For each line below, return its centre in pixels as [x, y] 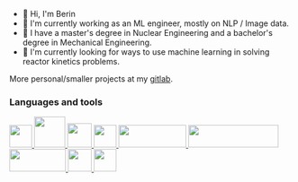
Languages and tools [56, 101]
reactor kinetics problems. [71, 61]
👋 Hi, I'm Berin [49, 14]
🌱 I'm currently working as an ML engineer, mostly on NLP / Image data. [156, 23]
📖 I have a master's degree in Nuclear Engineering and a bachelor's [147, 33]
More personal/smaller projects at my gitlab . [91, 79]
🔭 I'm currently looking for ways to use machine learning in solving [146, 52]
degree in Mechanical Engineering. [87, 42]
